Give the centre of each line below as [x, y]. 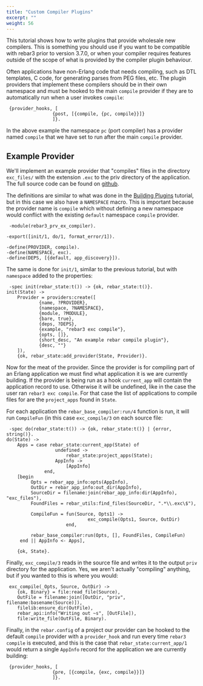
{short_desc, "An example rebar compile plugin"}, [104, 340]
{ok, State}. [34, 552]
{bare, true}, [56, 319]
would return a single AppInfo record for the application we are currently [96, 650]
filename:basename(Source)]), [45, 603]
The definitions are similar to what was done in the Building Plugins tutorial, [100, 196]
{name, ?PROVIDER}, [63, 303]
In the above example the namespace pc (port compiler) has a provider [95, 131]
